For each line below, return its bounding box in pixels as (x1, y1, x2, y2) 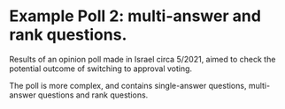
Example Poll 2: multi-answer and (9, 6, 261, 26)
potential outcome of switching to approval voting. (9, 63, 193, 74)
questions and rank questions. (38, 90, 149, 100)
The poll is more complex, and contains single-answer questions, (9, 80, 247, 91)
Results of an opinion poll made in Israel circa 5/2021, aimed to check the (9, 54, 276, 64)
